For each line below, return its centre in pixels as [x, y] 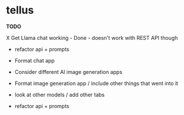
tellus [20, 10]
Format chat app [34, 60]
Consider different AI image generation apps [68, 72]
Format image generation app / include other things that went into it [96, 83]
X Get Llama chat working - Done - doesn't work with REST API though [92, 38]
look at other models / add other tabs [59, 94]
